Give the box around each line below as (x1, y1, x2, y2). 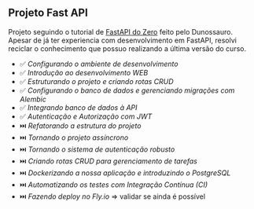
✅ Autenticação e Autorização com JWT (19, 112, 153, 121)
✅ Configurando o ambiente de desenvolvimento (19, 59, 179, 68)
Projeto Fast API (8, 6, 88, 20)
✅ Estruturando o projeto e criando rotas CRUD (19, 76, 175, 86)
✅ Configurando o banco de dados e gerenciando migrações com (19, 86, 235, 95)
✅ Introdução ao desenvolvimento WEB (19, 68, 149, 77)
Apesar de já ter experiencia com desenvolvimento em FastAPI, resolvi (8, 35, 237, 45)
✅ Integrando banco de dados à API (19, 102, 138, 112)
